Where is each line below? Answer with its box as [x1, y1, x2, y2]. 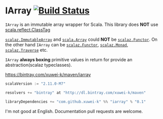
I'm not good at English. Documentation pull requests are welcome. [5, 108, 143, 114]
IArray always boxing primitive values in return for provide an [5, 56, 133, 62]
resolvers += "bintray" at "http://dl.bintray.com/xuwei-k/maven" [5, 90, 146, 95]
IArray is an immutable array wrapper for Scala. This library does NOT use [5, 21, 159, 27]
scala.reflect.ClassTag [5, 26, 51, 32]
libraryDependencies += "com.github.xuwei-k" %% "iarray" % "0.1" [5, 99, 146, 104]
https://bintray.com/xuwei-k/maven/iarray [5, 71, 91, 77]
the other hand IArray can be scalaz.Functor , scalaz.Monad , [5, 41, 129, 47]
